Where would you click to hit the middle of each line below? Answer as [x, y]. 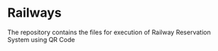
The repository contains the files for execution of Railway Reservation [109, 32]
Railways [34, 13]
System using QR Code [41, 39]
